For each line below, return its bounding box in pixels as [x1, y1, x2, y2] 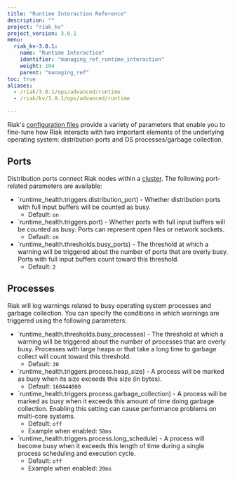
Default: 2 [27, 262, 56, 271]
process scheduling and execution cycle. [17, 449, 136, 457]
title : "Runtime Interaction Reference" [7, 10, 128, 18]
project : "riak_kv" [7, 23, 65, 30]
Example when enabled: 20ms [27, 464, 112, 472]
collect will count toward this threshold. [17, 352, 131, 360]
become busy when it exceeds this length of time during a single [17, 441, 205, 450]
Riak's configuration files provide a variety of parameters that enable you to [7, 121, 226, 128]
